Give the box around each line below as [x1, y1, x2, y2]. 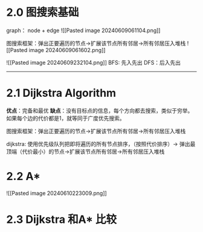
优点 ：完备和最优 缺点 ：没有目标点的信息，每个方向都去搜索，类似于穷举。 [6, 107, 193, 114]
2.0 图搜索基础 [6, 5, 79, 19]
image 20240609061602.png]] [28, 46, 106, 53]
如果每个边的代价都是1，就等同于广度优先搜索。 [6, 114, 125, 122]
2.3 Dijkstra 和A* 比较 [6, 213, 117, 226]
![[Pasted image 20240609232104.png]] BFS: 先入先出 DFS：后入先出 [6, 59, 181, 66]
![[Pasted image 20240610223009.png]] [6, 189, 107, 197]
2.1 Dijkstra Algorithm [6, 86, 117, 100]
